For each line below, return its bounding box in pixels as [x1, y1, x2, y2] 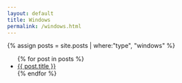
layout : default [7, 10, 54, 17]
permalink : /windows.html [7, 23, 81, 29]
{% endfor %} [17, 69, 57, 78]
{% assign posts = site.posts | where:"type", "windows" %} [7, 42, 176, 50]
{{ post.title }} [17, 62, 57, 71]
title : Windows [7, 16, 51, 23]
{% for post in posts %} [17, 55, 85, 63]
